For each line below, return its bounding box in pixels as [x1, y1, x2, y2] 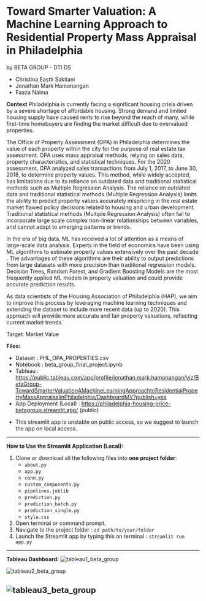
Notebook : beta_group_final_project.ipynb [15, 361, 123, 368]
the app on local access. [15, 424, 78, 432]
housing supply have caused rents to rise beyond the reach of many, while [6, 113, 195, 121]
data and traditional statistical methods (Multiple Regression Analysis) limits [6, 190, 197, 197]
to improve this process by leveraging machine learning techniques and [6, 299, 187, 306]
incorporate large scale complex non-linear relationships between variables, [6, 216, 199, 224]
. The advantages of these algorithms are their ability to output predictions [6, 255, 194, 262]
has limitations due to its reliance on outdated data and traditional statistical [6, 177, 197, 185]
